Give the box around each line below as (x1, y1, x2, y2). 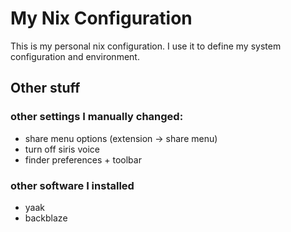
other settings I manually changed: (10, 110, 184, 124)
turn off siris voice (24, 143, 100, 155)
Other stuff (10, 80, 81, 97)
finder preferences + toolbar (24, 153, 142, 166)
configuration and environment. (10, 50, 140, 62)
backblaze (24, 212, 68, 224)
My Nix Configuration (10, 7, 193, 30)
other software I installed (10, 178, 135, 192)
